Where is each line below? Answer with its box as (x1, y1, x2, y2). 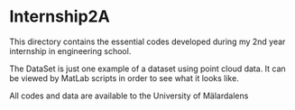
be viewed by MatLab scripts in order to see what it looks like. (9, 72, 239, 83)
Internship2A (9, 6, 110, 27)
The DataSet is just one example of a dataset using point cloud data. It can (9, 63, 286, 74)
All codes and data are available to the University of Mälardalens (9, 90, 249, 101)
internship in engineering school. (9, 45, 132, 56)
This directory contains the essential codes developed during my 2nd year (9, 36, 286, 47)
